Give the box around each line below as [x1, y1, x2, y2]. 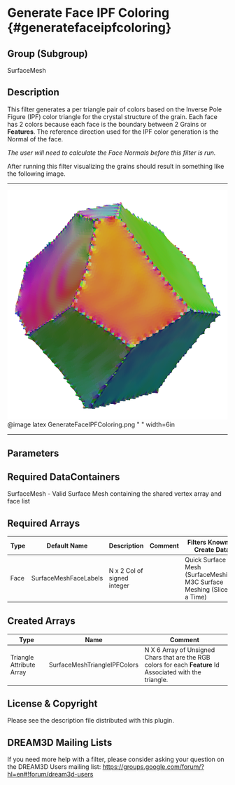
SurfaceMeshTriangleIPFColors [48, 660, 138, 669]
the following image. [7, 169, 66, 178]
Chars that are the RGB [144, 653, 211, 662]
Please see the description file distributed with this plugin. [7, 716, 175, 725]
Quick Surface [185, 555, 226, 564]
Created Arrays [7, 615, 76, 627]
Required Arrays [7, 517, 80, 529]
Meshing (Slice [185, 585, 229, 593]
